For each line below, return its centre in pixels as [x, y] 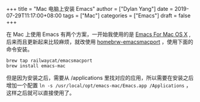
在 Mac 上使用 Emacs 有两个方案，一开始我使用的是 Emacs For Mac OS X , [98, 34]
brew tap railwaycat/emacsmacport [50, 61]
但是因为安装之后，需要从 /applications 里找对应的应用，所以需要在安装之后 [100, 78]
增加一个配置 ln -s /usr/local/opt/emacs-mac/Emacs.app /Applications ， [99, 85]
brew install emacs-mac [36, 66]
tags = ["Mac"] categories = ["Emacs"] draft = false [127, 16]
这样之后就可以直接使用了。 [41, 93]
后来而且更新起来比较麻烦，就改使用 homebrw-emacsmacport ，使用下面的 [100, 42]
